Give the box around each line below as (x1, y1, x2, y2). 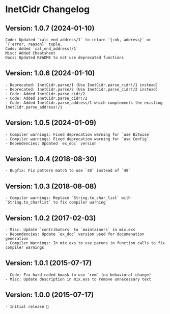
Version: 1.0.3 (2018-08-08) (5, 182, 97, 190)
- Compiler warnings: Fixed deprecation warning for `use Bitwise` (5, 132, 152, 137)
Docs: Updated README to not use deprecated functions (5, 55, 124, 60)
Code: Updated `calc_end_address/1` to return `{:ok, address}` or (5, 37, 152, 42)
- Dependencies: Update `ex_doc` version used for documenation (5, 232, 145, 237)
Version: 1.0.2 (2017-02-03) (5, 214, 96, 222)
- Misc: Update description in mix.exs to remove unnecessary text (5, 276, 152, 282)
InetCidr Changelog (5, 4, 90, 15)
